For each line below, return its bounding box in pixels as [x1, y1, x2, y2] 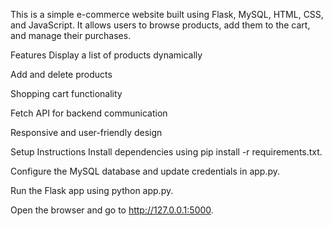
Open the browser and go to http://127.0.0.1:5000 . [10, 204, 214, 216]
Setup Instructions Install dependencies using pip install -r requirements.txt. [10, 146, 323, 158]
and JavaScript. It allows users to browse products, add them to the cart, [10, 19, 311, 31]
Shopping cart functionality [10, 88, 123, 99]
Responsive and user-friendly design [10, 127, 163, 138]
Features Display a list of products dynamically [10, 49, 203, 61]
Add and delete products [10, 69, 113, 80]
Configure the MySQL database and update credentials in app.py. [10, 165, 280, 177]
